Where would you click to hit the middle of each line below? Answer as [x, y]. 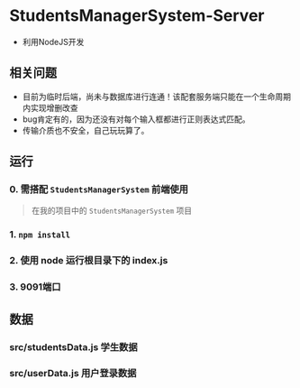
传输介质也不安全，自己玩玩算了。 [86, 130]
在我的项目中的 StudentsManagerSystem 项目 [112, 211]
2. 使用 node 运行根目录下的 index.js [89, 261]
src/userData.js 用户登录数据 [73, 374]
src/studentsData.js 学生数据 [73, 346]
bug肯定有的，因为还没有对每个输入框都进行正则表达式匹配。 [136, 119]
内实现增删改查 [50, 107]
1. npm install [40, 235]
